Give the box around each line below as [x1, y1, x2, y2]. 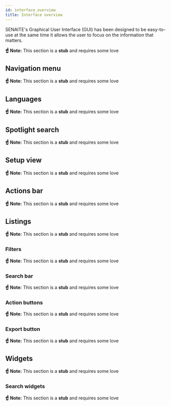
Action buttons [5, 299, 43, 306]
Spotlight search [5, 125, 60, 134]
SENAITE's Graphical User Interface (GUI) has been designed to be [5, 26, 146, 32]
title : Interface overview [5, 12, 63, 17]
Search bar [5, 272, 33, 279]
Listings [5, 217, 32, 225]
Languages [5, 95, 42, 103]
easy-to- [147, 26, 166, 32]
